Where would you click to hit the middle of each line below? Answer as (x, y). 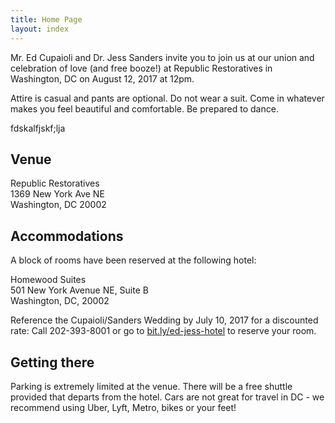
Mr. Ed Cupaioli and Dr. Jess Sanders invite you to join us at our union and (162, 57)
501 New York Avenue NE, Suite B (79, 290)
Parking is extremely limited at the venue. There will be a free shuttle (151, 386)
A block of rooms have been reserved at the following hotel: (133, 260)
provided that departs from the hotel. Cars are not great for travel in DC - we (167, 397)
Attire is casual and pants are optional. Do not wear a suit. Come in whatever (167, 98)
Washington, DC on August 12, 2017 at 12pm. (102, 78)
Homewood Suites (48, 280)
